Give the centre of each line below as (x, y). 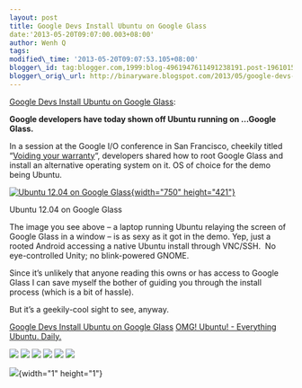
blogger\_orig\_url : (48, 76)
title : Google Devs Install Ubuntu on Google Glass (108, 26)
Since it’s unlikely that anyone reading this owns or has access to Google (144, 273)
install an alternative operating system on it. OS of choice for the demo (140, 165)
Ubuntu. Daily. (36, 336)
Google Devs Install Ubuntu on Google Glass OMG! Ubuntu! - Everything (143, 326)
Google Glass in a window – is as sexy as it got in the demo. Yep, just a (140, 236)
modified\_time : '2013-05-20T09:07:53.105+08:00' (104, 59)
